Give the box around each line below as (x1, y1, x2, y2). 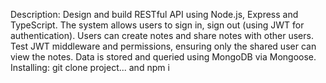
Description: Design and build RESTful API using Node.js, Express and (10, 9, 299, 20)
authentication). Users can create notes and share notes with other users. (10, 30, 314, 41)
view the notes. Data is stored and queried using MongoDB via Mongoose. (10, 51, 317, 63)
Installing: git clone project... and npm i (10, 62, 170, 73)
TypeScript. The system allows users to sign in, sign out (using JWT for (10, 19, 305, 31)
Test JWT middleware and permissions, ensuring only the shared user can (10, 40, 317, 52)
